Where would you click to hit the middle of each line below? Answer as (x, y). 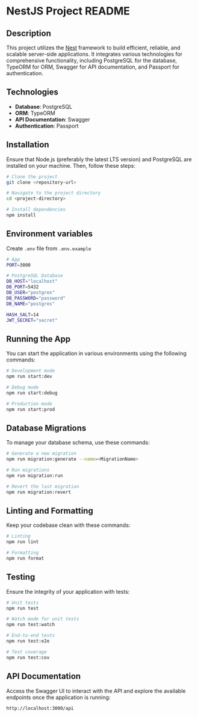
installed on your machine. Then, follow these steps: (71, 165)
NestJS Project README (68, 11)
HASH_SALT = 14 (23, 315)
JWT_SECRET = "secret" (32, 320)
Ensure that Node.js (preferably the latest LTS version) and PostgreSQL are (99, 159)
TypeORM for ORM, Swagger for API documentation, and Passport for (93, 67)
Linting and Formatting (50, 510)
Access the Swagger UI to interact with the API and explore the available (96, 691)
